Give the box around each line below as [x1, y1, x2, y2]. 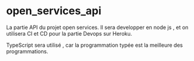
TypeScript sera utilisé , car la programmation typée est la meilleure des [6, 41, 183, 49]
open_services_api [6, 4, 101, 18]
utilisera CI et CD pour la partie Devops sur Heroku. [6, 30, 133, 37]
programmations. [6, 47, 49, 54]
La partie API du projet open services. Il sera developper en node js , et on [6, 24, 189, 31]
